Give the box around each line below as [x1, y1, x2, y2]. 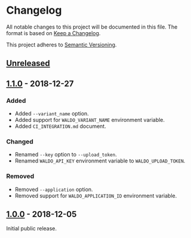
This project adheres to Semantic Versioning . [6, 41, 117, 48]
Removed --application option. [14, 186, 94, 193]
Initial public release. [6, 225, 57, 232]
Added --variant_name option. [14, 110, 90, 117]
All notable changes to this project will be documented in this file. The [6, 23, 178, 30]
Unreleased [6, 58, 51, 68]
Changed [6, 137, 34, 146]
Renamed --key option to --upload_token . [14, 151, 118, 158]
